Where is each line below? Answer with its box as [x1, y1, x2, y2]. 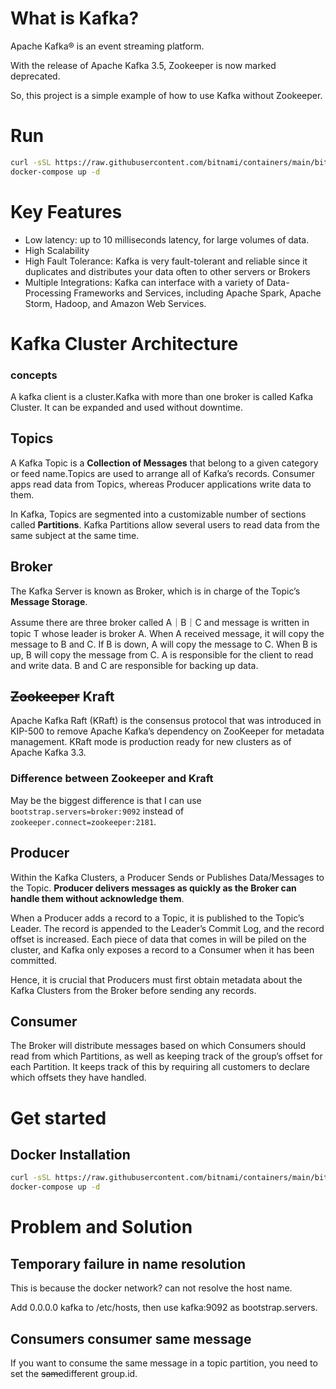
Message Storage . [10, 595, 88, 607]
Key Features [10, 200, 123, 223]
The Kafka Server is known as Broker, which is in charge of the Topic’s [10, 585, 301, 597]
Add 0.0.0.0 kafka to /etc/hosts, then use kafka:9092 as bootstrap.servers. [10, 1302, 318, 1314]
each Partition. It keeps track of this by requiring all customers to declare [10, 1061, 310, 1073]
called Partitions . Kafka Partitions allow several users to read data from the [10, 518, 320, 531]
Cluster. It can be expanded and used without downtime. [10, 402, 243, 414]
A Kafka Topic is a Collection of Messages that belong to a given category [10, 457, 319, 469]
